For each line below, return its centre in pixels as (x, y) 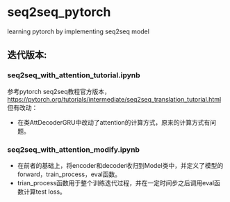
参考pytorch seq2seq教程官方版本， (59, 91)
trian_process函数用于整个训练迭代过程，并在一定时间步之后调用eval (116, 182)
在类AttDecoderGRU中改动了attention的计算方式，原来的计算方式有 (114, 122)
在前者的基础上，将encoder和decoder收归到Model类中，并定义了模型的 (120, 165)
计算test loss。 (44, 192)
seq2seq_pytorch (59, 12)
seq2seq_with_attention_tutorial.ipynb (74, 75)
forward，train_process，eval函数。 (69, 174)
